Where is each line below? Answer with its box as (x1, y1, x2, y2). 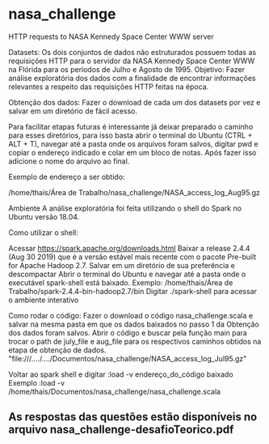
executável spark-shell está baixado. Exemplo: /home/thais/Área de (8, 277, 233, 288)
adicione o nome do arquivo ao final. (8, 156, 130, 166)
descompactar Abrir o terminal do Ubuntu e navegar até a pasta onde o (8, 269, 246, 279)
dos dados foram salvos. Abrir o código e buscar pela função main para (8, 327, 248, 337)
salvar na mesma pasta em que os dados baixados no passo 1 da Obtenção (8, 319, 260, 329)
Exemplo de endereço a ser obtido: (8, 172, 125, 181)
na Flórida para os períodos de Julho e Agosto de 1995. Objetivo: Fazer (8, 64, 245, 74)
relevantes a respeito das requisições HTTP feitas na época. (8, 82, 209, 92)
